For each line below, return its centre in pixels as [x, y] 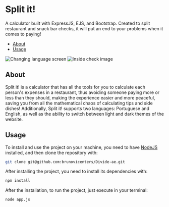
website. [14, 119]
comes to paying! [23, 34]
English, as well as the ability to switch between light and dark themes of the [84, 114]
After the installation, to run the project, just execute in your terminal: [76, 190]
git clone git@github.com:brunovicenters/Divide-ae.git [65, 162]
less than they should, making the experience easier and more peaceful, [80, 97]
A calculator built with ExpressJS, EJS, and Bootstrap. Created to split [78, 23]
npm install [18, 181]
